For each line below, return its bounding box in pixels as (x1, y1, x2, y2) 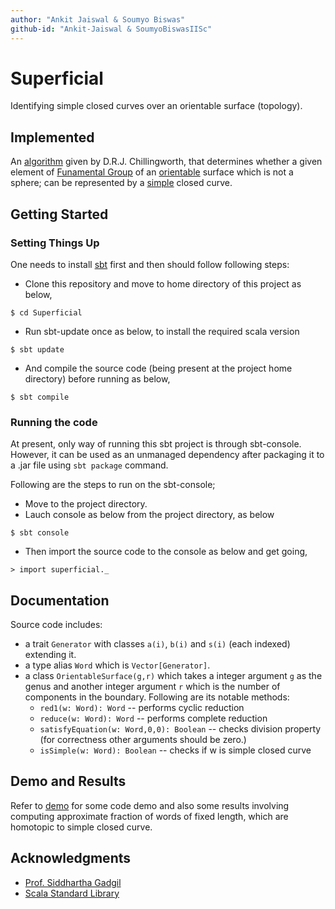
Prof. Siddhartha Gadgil (24, 876, 122, 888)
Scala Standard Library (24, 887, 120, 899)
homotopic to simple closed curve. (10, 821, 153, 833)
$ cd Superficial (10, 307, 83, 318)
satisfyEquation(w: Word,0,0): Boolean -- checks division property (39, 723, 322, 735)
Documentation (10, 592, 110, 609)
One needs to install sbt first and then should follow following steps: (10, 258, 290, 270)
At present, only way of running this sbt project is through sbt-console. (10, 438, 302, 450)
